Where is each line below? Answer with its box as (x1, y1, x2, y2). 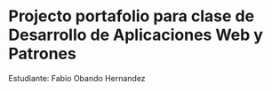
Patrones (8, 44, 76, 64)
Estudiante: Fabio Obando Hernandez (8, 72, 146, 83)
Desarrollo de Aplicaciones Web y (8, 25, 264, 45)
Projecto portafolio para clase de (8, 6, 255, 27)
